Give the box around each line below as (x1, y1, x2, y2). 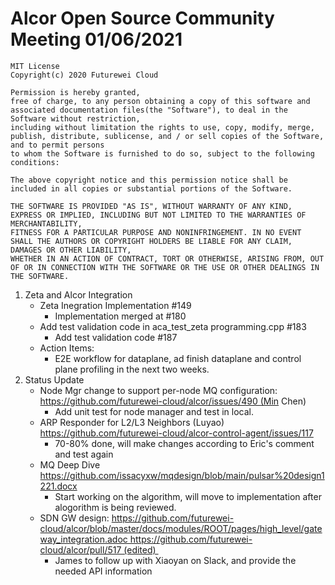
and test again (54, 448, 114, 460)
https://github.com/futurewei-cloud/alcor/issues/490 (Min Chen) (39, 395, 307, 407)
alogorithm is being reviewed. (54, 501, 177, 513)
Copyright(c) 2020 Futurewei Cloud (10, 70, 159, 80)
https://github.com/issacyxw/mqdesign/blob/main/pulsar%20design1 (39, 469, 325, 481)
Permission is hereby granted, (10, 87, 141, 97)
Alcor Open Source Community (10, 7, 275, 30)
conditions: (10, 157, 60, 167)
